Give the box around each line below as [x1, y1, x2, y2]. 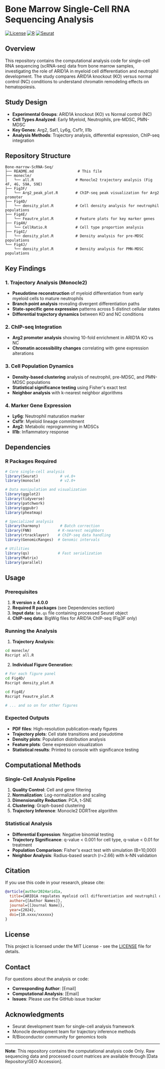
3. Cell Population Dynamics [5, 363, 74, 370]
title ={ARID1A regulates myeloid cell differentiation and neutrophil [9, 894, 157, 899]
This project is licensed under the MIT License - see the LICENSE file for [5, 943, 151, 949]
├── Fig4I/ [5, 229, 27, 235]
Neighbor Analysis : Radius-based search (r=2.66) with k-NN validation [12, 852, 157, 858]
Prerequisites [5, 588, 38, 595]
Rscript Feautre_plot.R [5, 694, 54, 699]
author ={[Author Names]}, [9, 898, 63, 903]
